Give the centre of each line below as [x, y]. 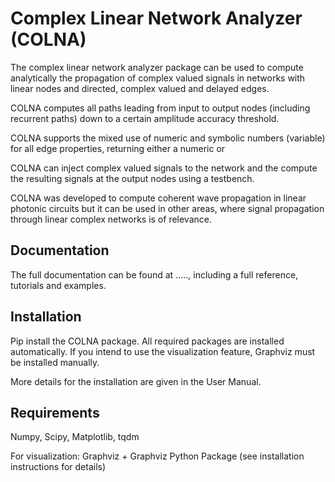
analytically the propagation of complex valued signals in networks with [158, 78]
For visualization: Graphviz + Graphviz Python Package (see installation [157, 456]
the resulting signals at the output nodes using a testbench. [132, 178]
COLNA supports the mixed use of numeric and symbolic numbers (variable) [168, 138]
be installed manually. [55, 362]
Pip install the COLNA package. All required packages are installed [147, 341]
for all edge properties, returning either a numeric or [118, 148]
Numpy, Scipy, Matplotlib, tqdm [75, 437]
